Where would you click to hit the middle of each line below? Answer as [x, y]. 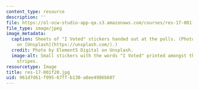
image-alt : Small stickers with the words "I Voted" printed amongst [99, 56]
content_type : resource [36, 12]
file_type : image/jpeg [34, 28]
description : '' [26, 17]
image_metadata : [26, 34]
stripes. [28, 61]
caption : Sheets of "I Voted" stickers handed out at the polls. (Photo [103, 39]
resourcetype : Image [32, 67]
